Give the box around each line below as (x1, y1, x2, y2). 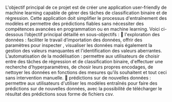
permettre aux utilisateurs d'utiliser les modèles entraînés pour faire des (5, 80, 158, 86)
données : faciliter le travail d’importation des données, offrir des (5, 37, 143, 43)
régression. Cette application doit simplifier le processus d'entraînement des (5, 15, 167, 21)
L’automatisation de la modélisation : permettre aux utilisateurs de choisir (5, 53, 160, 59)
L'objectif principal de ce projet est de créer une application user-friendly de (5, 5, 167, 10)
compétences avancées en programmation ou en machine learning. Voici (5, 26, 160, 32)
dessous (5, 32, 24, 37)
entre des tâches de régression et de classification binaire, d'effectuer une (5, 59, 163, 64)
